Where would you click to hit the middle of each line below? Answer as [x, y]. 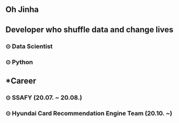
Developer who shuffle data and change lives [89, 30]
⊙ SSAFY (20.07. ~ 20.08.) [44, 97]
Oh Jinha [22, 10]
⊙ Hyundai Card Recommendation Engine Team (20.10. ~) [89, 113]
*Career [21, 81]
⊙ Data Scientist [29, 46]
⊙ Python [19, 62]
